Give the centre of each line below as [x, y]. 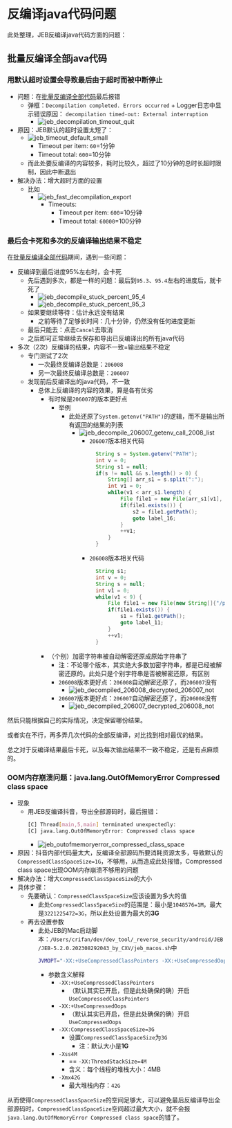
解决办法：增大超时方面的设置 [59, 180]
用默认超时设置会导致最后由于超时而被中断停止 [85, 80]
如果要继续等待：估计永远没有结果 [76, 312]
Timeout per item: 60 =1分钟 [76, 145]
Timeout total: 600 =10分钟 [74, 154]
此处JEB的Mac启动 [65, 930]
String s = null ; [120, 584]
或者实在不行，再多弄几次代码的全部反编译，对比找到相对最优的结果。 [107, 735]
